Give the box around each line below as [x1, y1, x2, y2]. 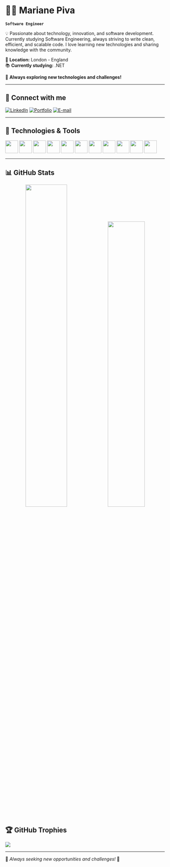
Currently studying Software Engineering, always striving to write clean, [5, 36, 155, 42]
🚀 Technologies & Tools [5, 126, 80, 135]
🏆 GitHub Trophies [5, 825, 67, 834]
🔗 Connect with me [5, 93, 66, 102]
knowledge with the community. [5, 47, 72, 53]
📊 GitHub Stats [5, 168, 55, 177]
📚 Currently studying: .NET [5, 62, 65, 68]
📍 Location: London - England [5, 56, 68, 62]
